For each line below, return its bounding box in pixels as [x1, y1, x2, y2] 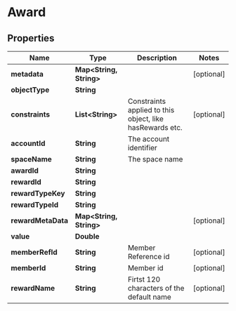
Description [136, 53, 177, 62]
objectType [11, 85, 50, 95]
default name [127, 292, 172, 302]
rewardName [11, 284, 55, 293]
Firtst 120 [127, 274, 161, 284]
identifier [127, 143, 158, 152]
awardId [11, 166, 39, 176]
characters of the [127, 284, 185, 293]
